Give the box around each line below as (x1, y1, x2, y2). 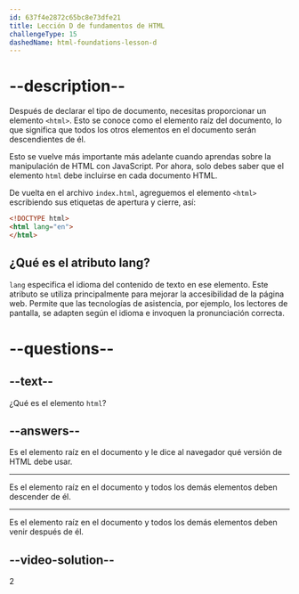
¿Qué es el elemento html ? (9, 397, 107, 408)
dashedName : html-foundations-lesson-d (9, 37, 158, 47)
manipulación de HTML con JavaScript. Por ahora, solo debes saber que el (9, 161, 285, 172)
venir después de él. (9, 526, 85, 537)
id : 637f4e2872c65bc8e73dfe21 (9, 12, 122, 22)
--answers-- (9, 424, 80, 439)
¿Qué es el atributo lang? (9, 256, 150, 271)
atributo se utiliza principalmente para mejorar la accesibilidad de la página (9, 289, 285, 299)
